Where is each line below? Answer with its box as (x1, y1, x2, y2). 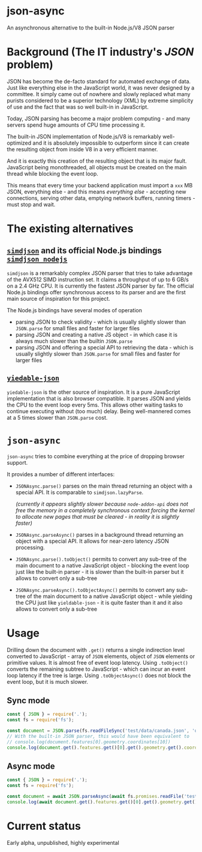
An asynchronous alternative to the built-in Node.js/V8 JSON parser (7, 24, 175, 31)
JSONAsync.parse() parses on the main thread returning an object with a (15, 482, 192, 489)
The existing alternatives (7, 222, 134, 235)
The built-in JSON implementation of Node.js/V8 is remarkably (7, 133, 161, 140)
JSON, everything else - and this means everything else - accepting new (7, 188, 186, 195)
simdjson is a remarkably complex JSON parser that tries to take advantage (7, 269, 193, 277)
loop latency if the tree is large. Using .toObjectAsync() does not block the (7, 671, 191, 679)
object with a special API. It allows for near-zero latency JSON (15, 537, 170, 545)
